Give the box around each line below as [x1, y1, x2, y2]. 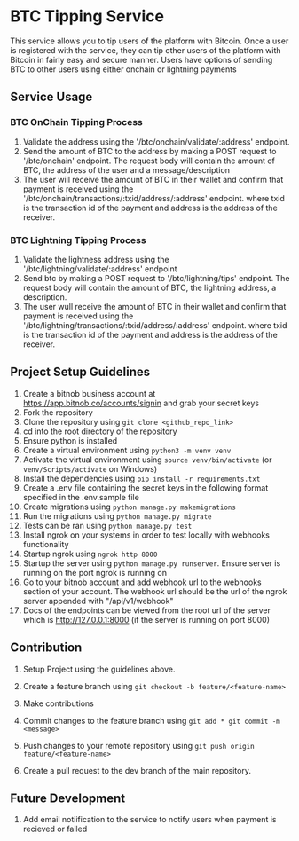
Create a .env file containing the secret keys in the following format [22, 482, 269, 493]
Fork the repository [22, 406, 94, 418]
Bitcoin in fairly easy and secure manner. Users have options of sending [10, 54, 273, 65]
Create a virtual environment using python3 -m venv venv [22, 444, 232, 455]
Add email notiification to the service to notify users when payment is [22, 814, 278, 825]
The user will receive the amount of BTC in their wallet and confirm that [22, 174, 284, 185]
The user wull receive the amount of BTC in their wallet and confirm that [22, 301, 287, 311]
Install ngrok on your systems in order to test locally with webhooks [22, 530, 270, 540]
